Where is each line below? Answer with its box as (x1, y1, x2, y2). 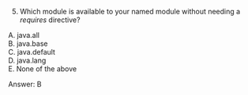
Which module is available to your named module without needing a (19, 7, 241, 16)
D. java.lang (8, 55, 47, 65)
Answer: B (8, 79, 42, 89)
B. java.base (8, 39, 48, 48)
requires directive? (19, 15, 81, 25)
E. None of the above (8, 64, 77, 74)
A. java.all (8, 31, 40, 40)
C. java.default (8, 47, 55, 56)
